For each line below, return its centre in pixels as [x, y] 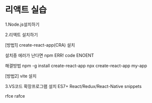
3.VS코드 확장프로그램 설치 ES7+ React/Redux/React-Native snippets [74, 86]
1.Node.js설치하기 [22, 24]
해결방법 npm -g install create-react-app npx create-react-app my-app [76, 66]
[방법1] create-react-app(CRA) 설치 [40, 45]
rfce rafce [15, 96]
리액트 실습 [26, 10]
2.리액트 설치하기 [22, 34]
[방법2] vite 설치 [21, 76]
